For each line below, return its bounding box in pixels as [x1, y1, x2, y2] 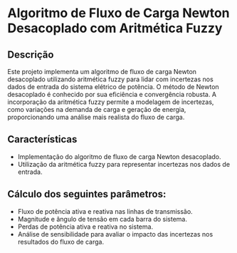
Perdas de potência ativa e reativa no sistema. [17, 222, 154, 231]
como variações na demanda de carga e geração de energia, [7, 105, 186, 113]
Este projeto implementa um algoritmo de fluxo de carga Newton [7, 68, 197, 76]
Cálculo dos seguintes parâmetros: [7, 188, 167, 200]
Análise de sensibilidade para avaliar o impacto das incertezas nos [17, 229, 214, 238]
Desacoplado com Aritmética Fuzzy [7, 20, 223, 36]
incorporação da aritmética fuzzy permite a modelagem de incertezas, [7, 98, 214, 106]
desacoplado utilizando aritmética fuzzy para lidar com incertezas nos [7, 75, 214, 83]
